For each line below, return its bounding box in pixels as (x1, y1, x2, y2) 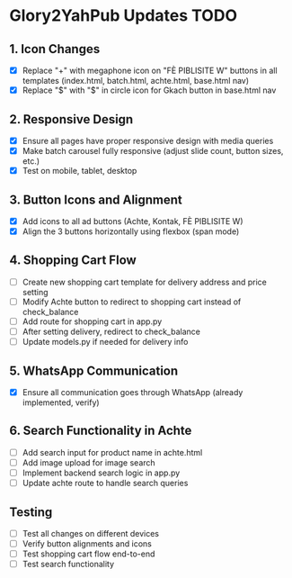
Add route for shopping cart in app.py (22, 316, 163, 327)
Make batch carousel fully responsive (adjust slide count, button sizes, (22, 146, 284, 156)
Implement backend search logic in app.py (22, 467, 181, 478)
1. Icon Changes (9, 41, 101, 57)
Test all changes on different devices (22, 528, 160, 538)
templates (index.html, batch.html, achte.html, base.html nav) (22, 76, 250, 86)
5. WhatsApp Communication (9, 363, 179, 378)
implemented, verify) (22, 397, 101, 408)
